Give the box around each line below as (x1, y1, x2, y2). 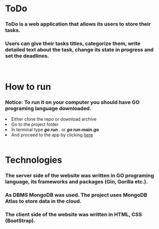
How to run (5, 81, 51, 92)
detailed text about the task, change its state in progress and (5, 46, 154, 53)
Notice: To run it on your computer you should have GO (5, 98, 140, 105)
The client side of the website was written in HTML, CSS (5, 211, 142, 218)
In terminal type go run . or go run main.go (11, 127, 99, 133)
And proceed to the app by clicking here (11, 132, 93, 137)
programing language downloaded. (5, 105, 91, 112)
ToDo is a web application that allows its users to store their (5, 21, 151, 28)
